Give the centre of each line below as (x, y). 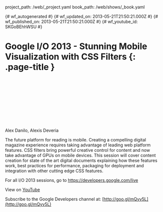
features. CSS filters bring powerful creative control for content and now (78, 150)
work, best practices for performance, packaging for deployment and (75, 165)
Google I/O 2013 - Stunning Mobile (76, 46)
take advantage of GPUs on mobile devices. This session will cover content (81, 155)
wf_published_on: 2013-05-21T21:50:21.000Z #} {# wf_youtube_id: (72, 22)
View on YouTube (23, 190)
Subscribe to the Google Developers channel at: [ (54, 199)
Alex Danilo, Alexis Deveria (32, 130)
